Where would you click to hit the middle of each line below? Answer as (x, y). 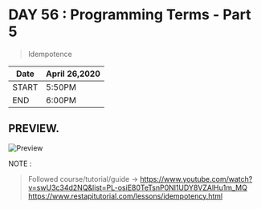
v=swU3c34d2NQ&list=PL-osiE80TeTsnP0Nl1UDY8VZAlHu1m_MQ (137, 187)
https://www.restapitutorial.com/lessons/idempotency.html (125, 196)
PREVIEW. (34, 129)
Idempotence (50, 54)
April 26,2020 (73, 74)
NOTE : (20, 163)
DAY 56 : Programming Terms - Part (130, 15)
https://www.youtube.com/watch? (196, 179)
